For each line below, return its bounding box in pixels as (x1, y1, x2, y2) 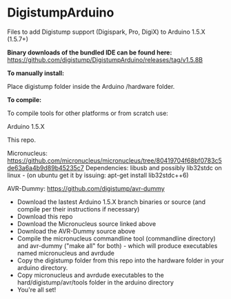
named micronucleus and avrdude (17, 249, 115, 257)
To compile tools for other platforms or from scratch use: (7, 109, 169, 117)
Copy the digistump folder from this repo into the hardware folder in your (17, 256, 224, 265)
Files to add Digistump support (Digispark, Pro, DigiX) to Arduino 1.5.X (7, 28, 205, 36)
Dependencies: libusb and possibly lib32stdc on (85, 163, 222, 172)
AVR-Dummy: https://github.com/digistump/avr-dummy (7, 184, 165, 192)
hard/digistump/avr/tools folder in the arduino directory (17, 278, 174, 287)
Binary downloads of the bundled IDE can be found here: (7, 48, 172, 56)
